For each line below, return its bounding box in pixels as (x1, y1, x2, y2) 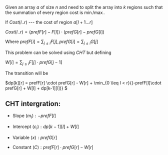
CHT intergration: (5, 99, 61, 108)
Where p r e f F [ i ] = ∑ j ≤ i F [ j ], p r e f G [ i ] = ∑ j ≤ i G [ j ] (5, 38, 98, 45)
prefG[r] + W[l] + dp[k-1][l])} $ (5, 85, 67, 91)
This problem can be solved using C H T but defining (5, 49, 111, 55)
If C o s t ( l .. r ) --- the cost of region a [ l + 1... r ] (5, 19, 93, 25)
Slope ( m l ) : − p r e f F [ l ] (12, 112, 56, 120)
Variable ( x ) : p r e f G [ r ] (12, 134, 57, 140)
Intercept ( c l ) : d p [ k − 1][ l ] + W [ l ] (12, 123, 79, 130)
